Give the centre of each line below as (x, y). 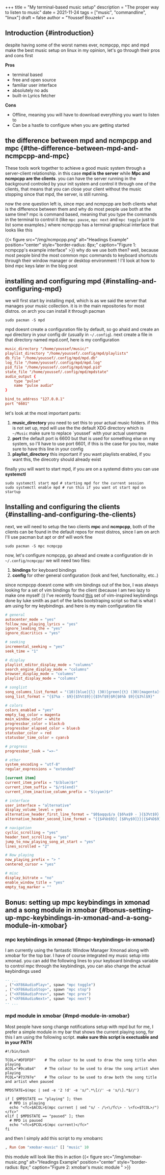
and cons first (19, 55)
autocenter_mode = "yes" (30, 619)
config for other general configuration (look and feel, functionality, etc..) (85, 575)
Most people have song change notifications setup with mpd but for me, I (79, 1027)
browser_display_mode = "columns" (41, 674)
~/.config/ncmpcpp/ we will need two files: (48, 560)
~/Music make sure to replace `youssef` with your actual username (79, 433)
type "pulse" (27, 381)
